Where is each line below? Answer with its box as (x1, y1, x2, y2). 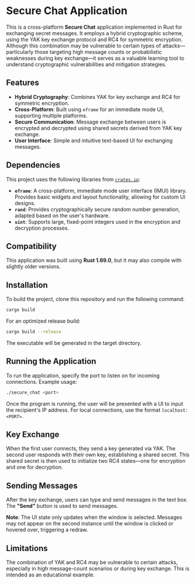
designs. (14, 199, 36, 206)
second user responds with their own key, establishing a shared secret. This (6, 451, 190, 458)
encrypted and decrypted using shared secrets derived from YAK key (14, 124, 183, 131)
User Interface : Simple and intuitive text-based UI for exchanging (14, 136, 173, 144)
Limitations (6, 543, 48, 553)
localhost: (162, 407, 189, 414)
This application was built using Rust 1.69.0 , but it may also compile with (6, 257, 182, 264)
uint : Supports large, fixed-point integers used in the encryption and (14, 218, 180, 225)
